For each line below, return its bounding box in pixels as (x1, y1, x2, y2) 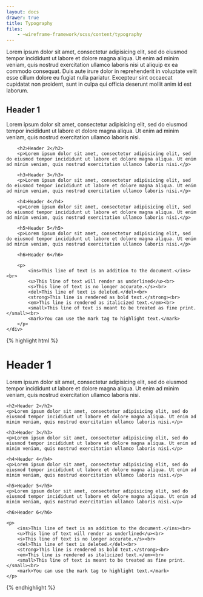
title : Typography (6, 20, 53, 26)
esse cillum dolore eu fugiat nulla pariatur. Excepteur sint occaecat (6, 74, 173, 81)
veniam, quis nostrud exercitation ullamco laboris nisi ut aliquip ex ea (6, 61, 178, 69)
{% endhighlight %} (6, 584, 56, 591)
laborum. (6, 87, 29, 94)
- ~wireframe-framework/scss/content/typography (17, 32, 142, 38)
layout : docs (6, 9, 39, 15)
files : (6, 26, 23, 32)
